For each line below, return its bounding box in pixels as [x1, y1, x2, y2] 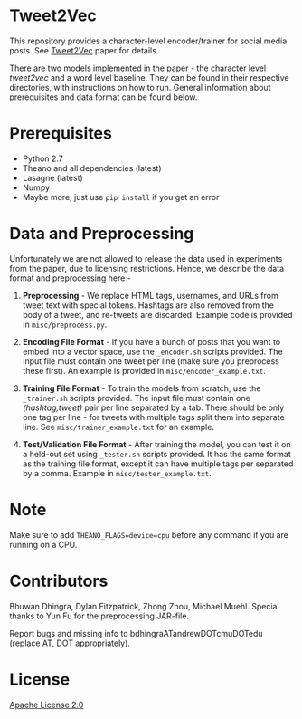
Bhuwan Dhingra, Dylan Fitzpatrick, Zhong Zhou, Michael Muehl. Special [9, 600, 279, 611]
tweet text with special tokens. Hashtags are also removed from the [22, 300, 274, 311]
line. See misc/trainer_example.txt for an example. [22, 421, 215, 432]
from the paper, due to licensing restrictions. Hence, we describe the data [9, 263, 285, 273]
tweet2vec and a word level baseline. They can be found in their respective [9, 72, 289, 82]
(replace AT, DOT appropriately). [9, 638, 131, 648]
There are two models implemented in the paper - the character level [9, 62, 267, 73]
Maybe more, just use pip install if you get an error [22, 191, 220, 202]
